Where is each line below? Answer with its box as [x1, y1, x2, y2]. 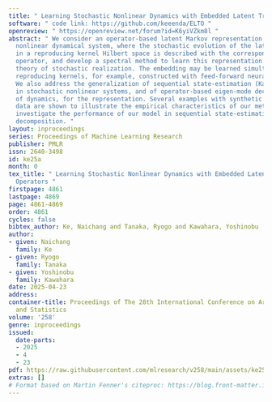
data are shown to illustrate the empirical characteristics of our [15, 102, 252, 110]
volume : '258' [8, 313, 57, 321]
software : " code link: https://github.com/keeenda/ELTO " [8, 19, 212, 28]
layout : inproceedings [8, 125, 85, 133]
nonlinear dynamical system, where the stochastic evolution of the [15, 42, 252, 50]
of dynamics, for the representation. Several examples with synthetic [15, 95, 263, 103]
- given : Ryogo [8, 253, 60, 261]
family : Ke [15, 246, 53, 254]
